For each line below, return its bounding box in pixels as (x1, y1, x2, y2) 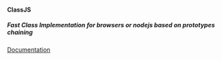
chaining (7, 28, 33, 37)
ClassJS (7, 5, 32, 14)
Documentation (7, 45, 51, 54)
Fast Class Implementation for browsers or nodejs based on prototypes (7, 21, 215, 29)
